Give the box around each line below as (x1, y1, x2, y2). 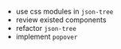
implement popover (15, 32, 78, 41)
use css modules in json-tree (15, 7, 114, 16)
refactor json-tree (15, 24, 77, 32)
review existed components (15, 15, 107, 24)
